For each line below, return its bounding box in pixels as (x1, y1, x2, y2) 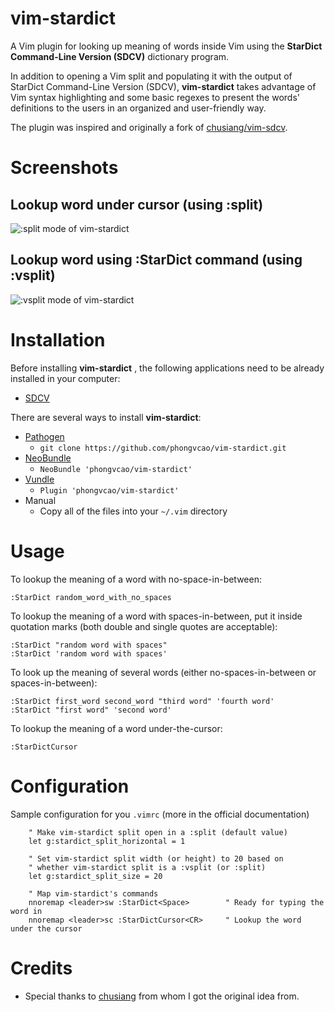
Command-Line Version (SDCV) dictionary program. (10, 50, 230, 62)
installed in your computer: (10, 372, 121, 384)
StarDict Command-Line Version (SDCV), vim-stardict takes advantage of (10, 80, 317, 92)
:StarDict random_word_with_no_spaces (10, 592, 172, 602)
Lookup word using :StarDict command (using (10, 252, 303, 269)
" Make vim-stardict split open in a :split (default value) (28, 827, 288, 837)
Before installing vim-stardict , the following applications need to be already (10, 362, 325, 374)
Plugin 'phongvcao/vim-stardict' (39, 485, 180, 496)
